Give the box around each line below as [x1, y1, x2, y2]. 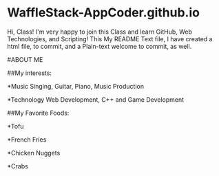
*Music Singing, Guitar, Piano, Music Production [7, 82, 145, 90]
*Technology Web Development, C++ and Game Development [7, 95, 185, 104]
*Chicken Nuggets [7, 148, 61, 157]
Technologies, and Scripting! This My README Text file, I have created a [7, 34, 213, 43]
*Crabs [7, 162, 29, 170]
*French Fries [7, 135, 47, 144]
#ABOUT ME [7, 55, 43, 63]
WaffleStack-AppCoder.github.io [7, 5, 200, 21]
